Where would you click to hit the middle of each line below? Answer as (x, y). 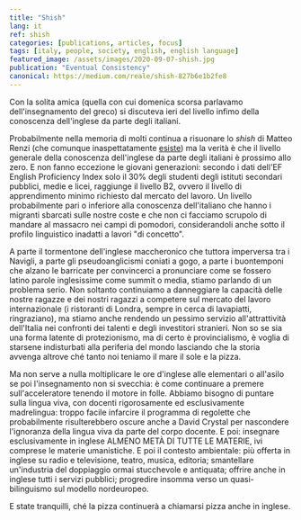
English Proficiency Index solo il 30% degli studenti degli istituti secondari (146, 176)
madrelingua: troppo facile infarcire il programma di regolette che (130, 412)
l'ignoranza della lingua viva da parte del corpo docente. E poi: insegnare (145, 431)
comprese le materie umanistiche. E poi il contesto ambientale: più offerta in (150, 450)
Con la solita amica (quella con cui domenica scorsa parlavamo (126, 102)
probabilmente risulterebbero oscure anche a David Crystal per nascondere (149, 421)
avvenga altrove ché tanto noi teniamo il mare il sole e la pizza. (125, 356)
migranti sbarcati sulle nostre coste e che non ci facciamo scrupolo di (138, 215)
